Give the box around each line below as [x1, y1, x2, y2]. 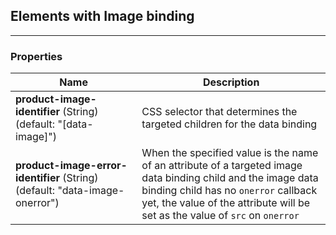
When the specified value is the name [141, 146, 319, 160]
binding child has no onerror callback [141, 184, 318, 198]
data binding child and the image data [141, 171, 319, 185]
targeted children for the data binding [141, 117, 318, 131]
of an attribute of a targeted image [141, 159, 303, 173]
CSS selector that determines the [141, 105, 298, 119]
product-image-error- [15, 159, 128, 173]
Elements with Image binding [10, 8, 195, 25]
